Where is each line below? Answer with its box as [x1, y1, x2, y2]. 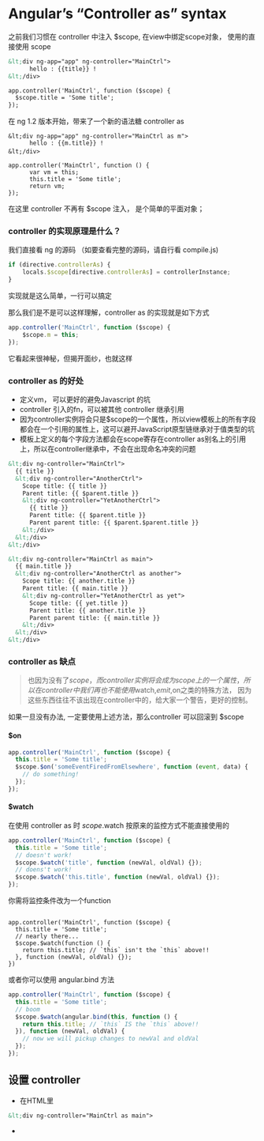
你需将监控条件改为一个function [8, 896, 112, 905]
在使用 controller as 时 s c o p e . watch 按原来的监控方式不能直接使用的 [8, 820, 230, 830]
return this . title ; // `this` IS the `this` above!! [22, 1020, 199, 1028]
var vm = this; [28, 168, 80, 176]
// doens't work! [15, 866, 73, 874]
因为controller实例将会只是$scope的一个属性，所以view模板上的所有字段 [19, 414, 256, 424]
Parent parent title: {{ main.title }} [28, 614, 160, 622]
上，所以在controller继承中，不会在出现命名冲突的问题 [19, 444, 196, 454]
